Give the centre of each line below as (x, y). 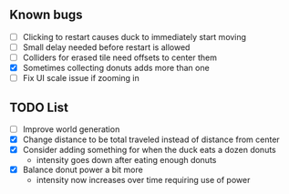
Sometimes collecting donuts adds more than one (116, 68)
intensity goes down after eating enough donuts (126, 160)
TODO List (39, 107)
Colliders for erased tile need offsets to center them (119, 57)
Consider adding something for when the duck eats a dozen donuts (149, 150)
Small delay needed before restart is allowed (106, 47)
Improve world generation (71, 129)
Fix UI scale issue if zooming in (81, 78)
